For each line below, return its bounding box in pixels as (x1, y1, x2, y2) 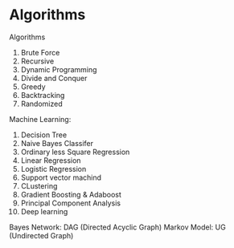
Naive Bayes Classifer (20, 138, 94, 148)
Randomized (20, 99, 63, 108)
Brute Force (20, 47, 60, 57)
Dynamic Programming (20, 64, 97, 74)
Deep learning (20, 206, 68, 216)
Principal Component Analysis (20, 198, 121, 208)
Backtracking (20, 90, 65, 100)
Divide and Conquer (20, 73, 88, 83)
